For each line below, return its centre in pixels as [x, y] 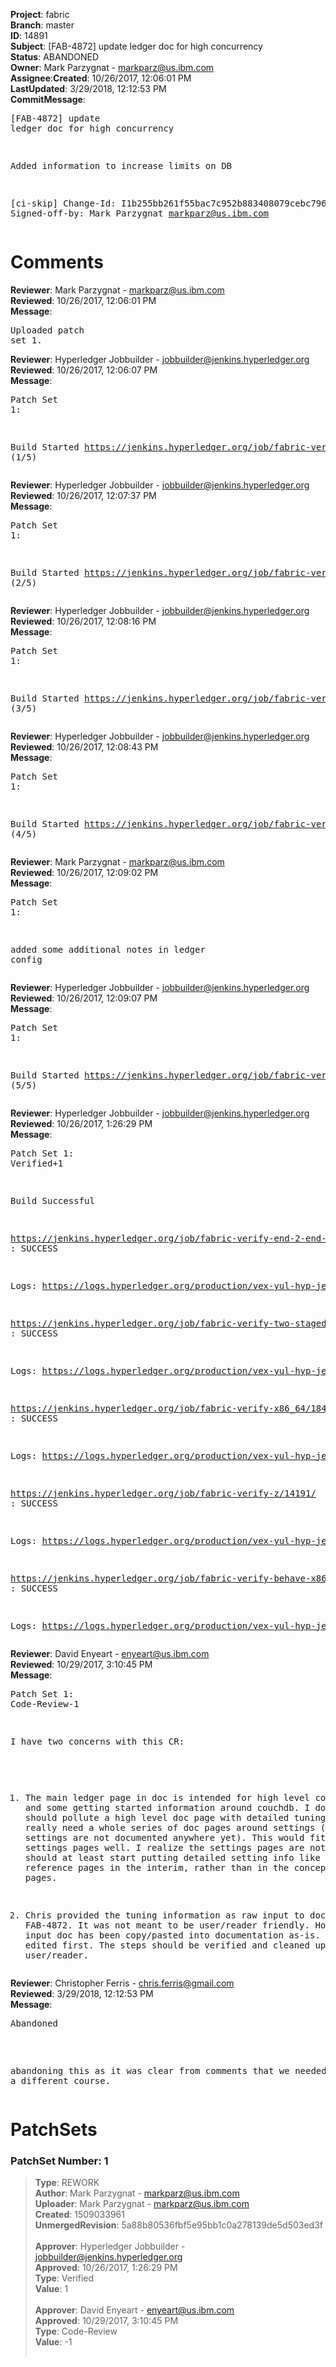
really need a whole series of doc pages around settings [170, 1827]
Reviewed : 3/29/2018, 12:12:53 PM [82, 1993]
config [26, 959]
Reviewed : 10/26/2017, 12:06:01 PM [83, 300]
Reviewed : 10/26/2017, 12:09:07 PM [84, 998]
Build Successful [52, 1200]
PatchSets [54, 2130]
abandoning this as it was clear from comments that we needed [168, 2070]
